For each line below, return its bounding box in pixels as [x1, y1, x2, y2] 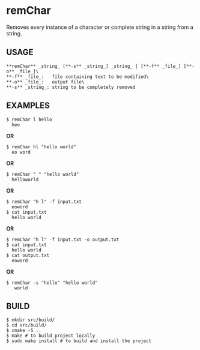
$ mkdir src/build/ [6, 317, 55, 323]
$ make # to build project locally [6, 333, 95, 339]
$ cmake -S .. [6, 328, 42, 334]
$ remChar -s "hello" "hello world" [6, 280, 98, 286]
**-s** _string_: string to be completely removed [6, 84, 136, 90]
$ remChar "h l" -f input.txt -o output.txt [6, 237, 120, 243]
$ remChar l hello [6, 116, 52, 122]
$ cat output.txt [6, 252, 50, 258]
